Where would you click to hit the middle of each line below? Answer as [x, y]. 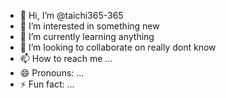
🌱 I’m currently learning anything [87, 36]
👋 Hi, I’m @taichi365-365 [71, 15]
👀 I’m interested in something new [89, 26]
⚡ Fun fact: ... [47, 84]
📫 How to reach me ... [66, 58]
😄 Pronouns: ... [52, 73]
